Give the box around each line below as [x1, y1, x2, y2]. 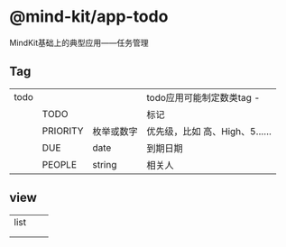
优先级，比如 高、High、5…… [146, 124, 272, 137]
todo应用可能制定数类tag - [146, 91, 261, 104]
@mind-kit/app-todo [9, 6, 169, 27]
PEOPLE [42, 158, 78, 170]
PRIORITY [42, 124, 84, 137]
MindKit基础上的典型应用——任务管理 [9, 37, 149, 48]
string [92, 158, 117, 170]
